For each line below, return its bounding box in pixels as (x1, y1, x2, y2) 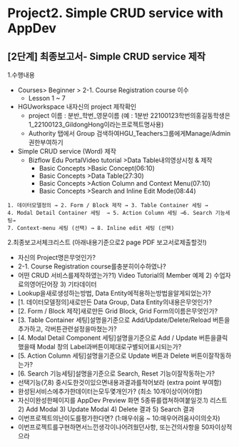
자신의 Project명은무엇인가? (17, 253, 96, 261)
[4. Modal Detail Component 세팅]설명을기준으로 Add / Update (17, 333, 198, 342)
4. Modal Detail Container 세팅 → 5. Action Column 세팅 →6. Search (7, 209, 213, 216)
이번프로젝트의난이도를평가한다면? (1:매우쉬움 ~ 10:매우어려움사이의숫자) (17, 414, 220, 422)
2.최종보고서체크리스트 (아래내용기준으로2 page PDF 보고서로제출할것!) (7, 238, 207, 246)
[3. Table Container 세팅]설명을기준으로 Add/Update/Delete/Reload (17, 316, 212, 324)
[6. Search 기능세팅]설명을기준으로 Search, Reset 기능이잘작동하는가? (17, 369, 215, 378)
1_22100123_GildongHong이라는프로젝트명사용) (28, 120, 164, 129)
